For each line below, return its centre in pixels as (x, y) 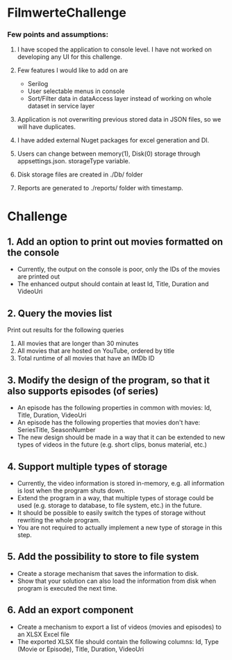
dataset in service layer (61, 106)
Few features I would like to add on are (73, 70)
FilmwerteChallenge (67, 13)
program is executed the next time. (67, 588)
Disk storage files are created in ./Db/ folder (80, 174)
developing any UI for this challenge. (70, 57)
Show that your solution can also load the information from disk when (117, 581)
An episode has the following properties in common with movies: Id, (114, 408)
